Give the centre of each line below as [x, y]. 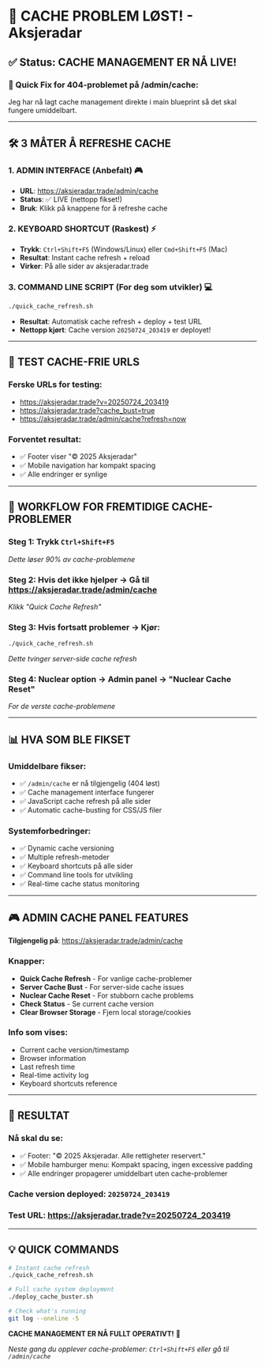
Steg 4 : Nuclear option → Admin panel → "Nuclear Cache [119, 680]
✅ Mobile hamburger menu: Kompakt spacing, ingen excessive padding [136, 1164]
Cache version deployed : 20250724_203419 [89, 1194]
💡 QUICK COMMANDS [64, 1250]
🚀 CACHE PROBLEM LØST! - [101, 16]
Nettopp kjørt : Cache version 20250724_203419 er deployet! [115, 330]
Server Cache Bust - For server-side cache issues [102, 987]
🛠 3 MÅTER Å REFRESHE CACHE [90, 144]
